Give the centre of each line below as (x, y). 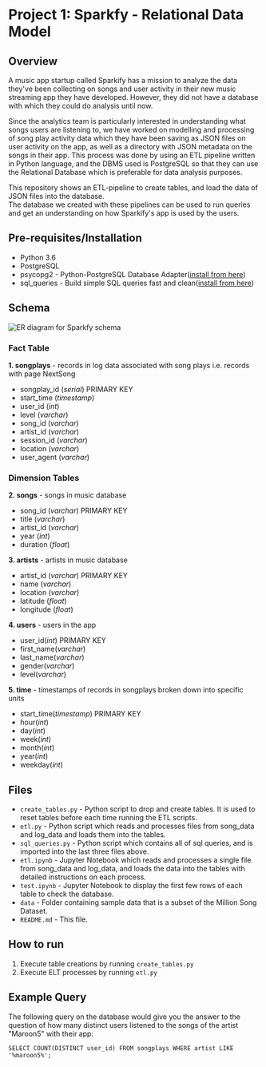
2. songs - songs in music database (67, 495)
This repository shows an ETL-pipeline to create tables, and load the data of (133, 188)
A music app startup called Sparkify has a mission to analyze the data (123, 80)
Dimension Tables (44, 478)
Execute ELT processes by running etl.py (89, 972)
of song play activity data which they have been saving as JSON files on (127, 138)
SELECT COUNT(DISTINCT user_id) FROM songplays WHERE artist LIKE (121, 1048)
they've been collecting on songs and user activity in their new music (122, 89)
